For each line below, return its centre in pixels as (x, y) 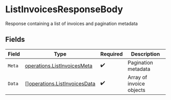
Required (111, 54)
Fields (15, 40)
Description (146, 54)
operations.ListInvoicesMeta (59, 66)
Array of (137, 77)
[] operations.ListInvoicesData (60, 84)
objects (137, 90)
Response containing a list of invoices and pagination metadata (72, 23)
